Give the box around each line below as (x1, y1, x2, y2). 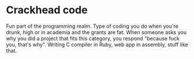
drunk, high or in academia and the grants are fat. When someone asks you (6, 28, 187, 35)
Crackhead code (6, 3, 88, 17)
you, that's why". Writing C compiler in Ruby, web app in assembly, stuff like (6, 41, 188, 48)
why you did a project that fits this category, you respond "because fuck (6, 35, 180, 42)
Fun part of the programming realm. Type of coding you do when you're (6, 23, 179, 30)
